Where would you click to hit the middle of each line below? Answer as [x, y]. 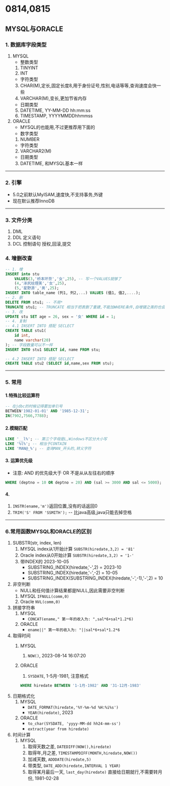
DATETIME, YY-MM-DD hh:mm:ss [55, 110]
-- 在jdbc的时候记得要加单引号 [34, 406]
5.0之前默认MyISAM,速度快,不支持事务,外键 [58, 195]
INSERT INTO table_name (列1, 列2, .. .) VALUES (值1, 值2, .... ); [73, 293]
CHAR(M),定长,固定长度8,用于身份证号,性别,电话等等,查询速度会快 [88, 85]
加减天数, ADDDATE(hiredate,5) [59, 759]
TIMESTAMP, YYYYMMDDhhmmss [56, 115]
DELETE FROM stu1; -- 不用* [34, 302]
